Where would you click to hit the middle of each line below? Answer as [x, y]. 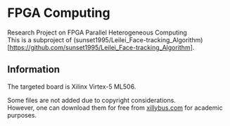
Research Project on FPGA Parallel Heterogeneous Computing [97, 32]
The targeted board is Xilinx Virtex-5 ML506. [72, 87]
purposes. [22, 115]
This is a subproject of [40, 39]
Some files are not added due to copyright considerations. [91, 100]
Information [34, 69]
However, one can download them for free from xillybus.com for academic [115, 108]
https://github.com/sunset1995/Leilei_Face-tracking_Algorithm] [101, 47]
